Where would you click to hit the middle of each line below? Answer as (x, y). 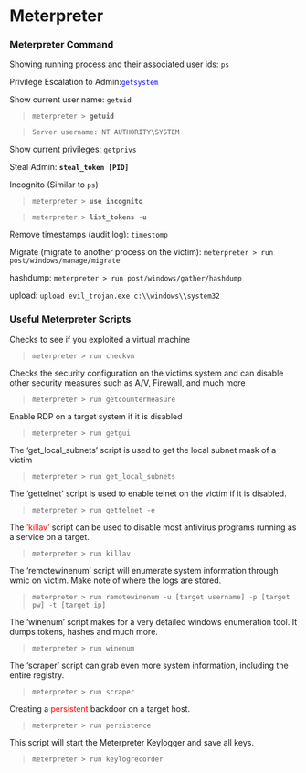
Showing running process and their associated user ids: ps (120, 64)
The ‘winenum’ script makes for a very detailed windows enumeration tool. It (153, 621)
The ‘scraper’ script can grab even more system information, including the (149, 665)
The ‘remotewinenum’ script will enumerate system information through (144, 570)
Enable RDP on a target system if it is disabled (96, 416)
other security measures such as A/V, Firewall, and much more (127, 382)
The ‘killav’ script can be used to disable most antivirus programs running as (153, 527)
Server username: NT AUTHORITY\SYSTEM (106, 132)
